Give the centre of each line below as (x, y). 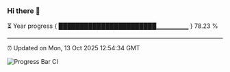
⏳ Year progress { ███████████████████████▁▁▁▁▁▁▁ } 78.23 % (113, 26)
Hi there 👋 (24, 11)
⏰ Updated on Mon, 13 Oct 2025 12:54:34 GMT (74, 48)
